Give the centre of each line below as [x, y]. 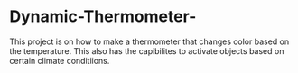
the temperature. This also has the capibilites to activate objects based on [147, 50]
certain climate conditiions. [60, 60]
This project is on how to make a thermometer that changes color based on [149, 41]
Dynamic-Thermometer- [103, 17]
